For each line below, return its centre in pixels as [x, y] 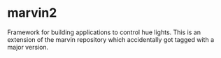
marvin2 [32, 13]
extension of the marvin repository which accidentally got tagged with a [111, 39]
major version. [28, 47]
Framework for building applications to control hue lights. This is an [104, 32]
